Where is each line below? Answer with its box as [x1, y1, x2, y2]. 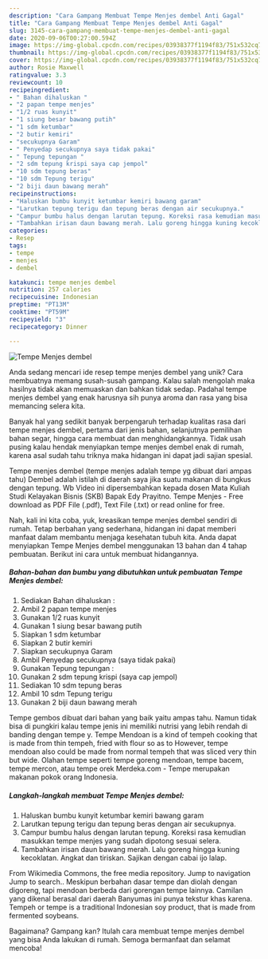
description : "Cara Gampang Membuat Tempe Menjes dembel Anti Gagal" [9, 11, 245, 20]
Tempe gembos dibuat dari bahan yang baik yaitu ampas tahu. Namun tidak [9, 713, 257, 723]
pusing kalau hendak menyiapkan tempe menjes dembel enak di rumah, [9, 442, 245, 452]
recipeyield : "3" [9, 315, 67, 323]
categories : [9, 227, 49, 235]
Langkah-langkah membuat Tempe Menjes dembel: [9, 791, 185, 800]
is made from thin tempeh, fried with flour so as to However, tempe [9, 739, 229, 748]
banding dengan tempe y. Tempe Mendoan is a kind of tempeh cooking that [9, 730, 258, 740]
